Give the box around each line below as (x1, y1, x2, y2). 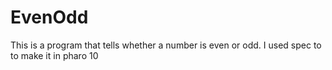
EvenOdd (10, 6, 89, 29)
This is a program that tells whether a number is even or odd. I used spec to (10, 39, 322, 51)
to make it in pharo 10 (10, 49, 99, 61)
